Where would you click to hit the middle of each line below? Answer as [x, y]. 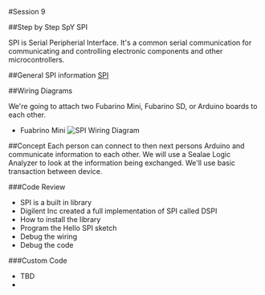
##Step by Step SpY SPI [48, 27]
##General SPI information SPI [59, 75]
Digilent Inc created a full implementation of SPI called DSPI [118, 211]
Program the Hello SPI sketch [68, 228]
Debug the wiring [49, 236]
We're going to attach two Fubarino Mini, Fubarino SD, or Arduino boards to [133, 106]
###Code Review [37, 187]
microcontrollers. [37, 60]
